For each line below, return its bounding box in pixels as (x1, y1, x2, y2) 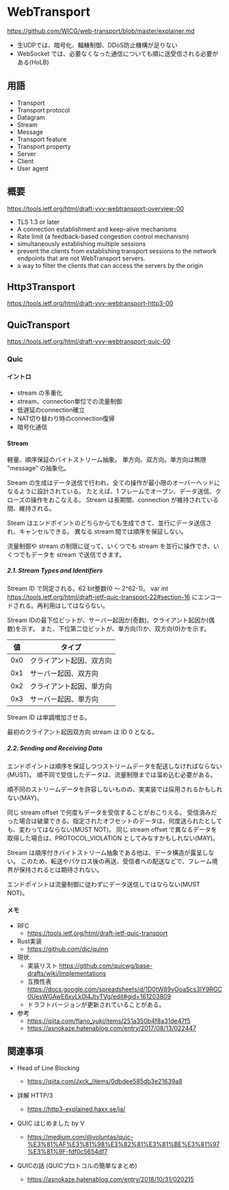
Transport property (16, 142, 71, 151)
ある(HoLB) (16, 58, 49, 66)
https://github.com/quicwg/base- (59, 961, 152, 969)
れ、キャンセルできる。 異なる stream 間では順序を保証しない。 (7, 527, 188, 535)
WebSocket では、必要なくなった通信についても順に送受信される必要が (16, 49, 219, 58)
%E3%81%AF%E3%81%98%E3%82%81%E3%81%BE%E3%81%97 (27, 1140, 220, 1148)
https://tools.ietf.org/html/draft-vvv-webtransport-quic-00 (7, 337, 171, 346)
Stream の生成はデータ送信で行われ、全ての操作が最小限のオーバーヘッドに (7, 478, 221, 486)
